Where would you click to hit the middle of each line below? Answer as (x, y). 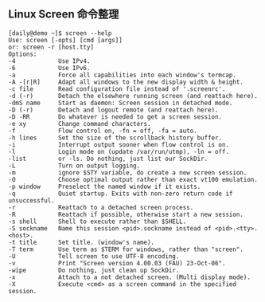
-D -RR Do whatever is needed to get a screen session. (115, 117)
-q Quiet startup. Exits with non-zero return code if (121, 194)
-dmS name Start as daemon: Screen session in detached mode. (121, 103)
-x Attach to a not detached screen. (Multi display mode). (129, 277)
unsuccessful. (32, 200)
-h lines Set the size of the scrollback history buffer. (115, 138)
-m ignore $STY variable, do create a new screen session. (128, 173)
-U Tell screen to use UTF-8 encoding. (94, 256)
